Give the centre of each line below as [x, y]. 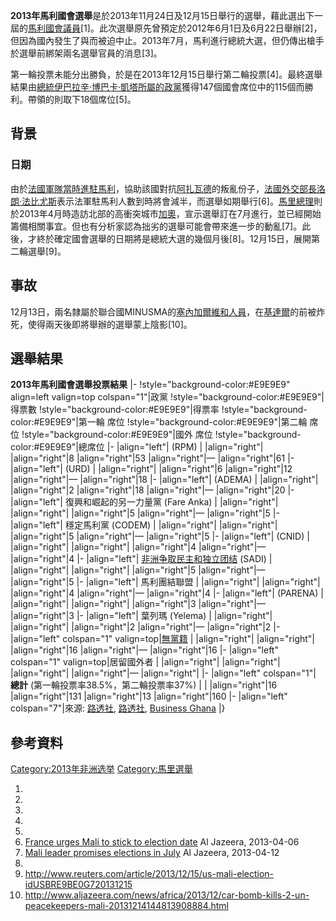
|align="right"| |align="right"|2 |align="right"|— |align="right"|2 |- [145, 627]
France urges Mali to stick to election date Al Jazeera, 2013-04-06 [162, 842]
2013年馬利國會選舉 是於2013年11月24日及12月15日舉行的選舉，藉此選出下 [162, 15]
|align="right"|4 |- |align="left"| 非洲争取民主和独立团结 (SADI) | [141, 559]
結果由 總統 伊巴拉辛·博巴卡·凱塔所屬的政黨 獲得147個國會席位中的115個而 [157, 87]
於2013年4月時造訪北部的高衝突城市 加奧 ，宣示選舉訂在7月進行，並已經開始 [166, 213]
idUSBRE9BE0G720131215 [78, 885]
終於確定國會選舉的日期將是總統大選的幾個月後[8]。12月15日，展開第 [178, 238]
